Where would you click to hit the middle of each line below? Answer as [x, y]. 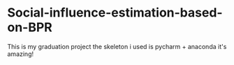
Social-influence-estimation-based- [115, 13]
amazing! [20, 54]
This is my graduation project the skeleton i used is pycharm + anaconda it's [117, 46]
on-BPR [30, 27]
